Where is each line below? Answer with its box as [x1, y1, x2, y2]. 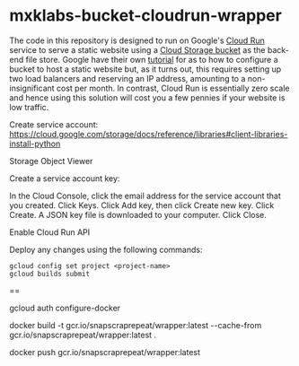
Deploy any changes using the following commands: [9, 244, 203, 255]
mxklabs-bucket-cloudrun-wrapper [9, 5, 283, 26]
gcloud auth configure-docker [9, 302, 121, 313]
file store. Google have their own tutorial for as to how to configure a [25, 54, 278, 65]
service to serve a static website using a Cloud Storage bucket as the [9, 44, 266, 55]
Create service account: [9, 118, 99, 130]
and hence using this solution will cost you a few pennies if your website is [9, 91, 286, 103]
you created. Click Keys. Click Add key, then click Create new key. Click [9, 199, 275, 211]
